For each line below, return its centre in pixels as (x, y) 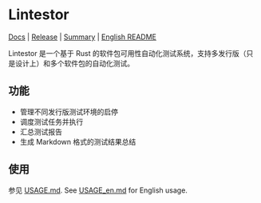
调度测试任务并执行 (51, 121)
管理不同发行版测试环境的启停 (69, 111)
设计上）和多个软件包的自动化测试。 (74, 63)
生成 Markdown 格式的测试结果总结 (78, 141)
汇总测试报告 (41, 131)
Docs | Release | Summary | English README (83, 37)
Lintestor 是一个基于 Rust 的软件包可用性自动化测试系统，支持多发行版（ (127, 53)
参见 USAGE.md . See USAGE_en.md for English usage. (98, 190)
